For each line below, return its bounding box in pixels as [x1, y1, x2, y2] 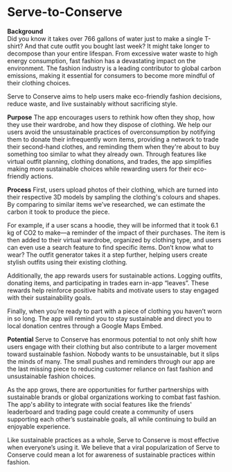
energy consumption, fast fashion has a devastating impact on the [7, 56, 196, 65]
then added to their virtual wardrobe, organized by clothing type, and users [7, 235, 222, 244]
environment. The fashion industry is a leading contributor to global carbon [7, 64, 222, 72]
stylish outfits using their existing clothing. [7, 258, 128, 266]
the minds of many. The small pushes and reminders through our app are [7, 357, 215, 365]
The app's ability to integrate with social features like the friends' [7, 400, 193, 408]
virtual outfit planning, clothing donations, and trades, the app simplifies [7, 157, 213, 165]
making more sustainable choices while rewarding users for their [7, 165, 192, 173]
